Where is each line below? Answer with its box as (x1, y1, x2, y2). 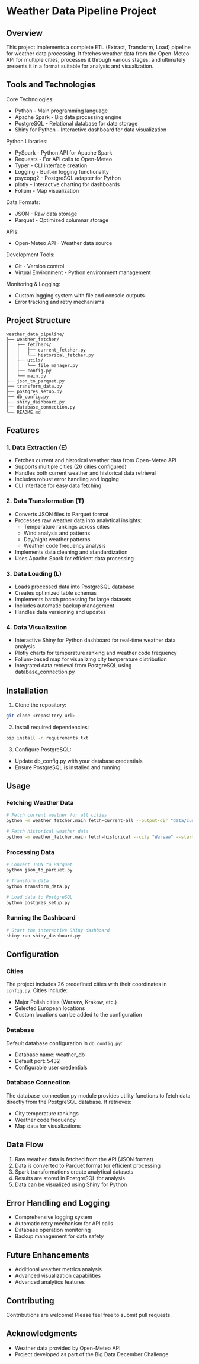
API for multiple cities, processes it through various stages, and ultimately (6, 57, 186, 63)
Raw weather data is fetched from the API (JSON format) (14, 1155, 154, 1162)
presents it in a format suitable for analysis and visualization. (6, 62, 154, 70)
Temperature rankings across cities (23, 523, 110, 530)
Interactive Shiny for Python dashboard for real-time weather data (14, 636, 176, 644)
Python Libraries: (6, 137, 48, 145)
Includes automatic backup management (14, 602, 114, 609)
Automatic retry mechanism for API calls (14, 1220, 114, 1227)
